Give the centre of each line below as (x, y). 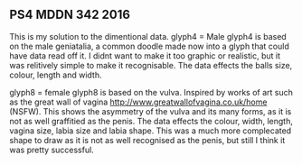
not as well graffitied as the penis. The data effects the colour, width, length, (151, 121)
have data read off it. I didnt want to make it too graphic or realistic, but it (145, 55)
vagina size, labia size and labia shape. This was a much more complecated (151, 131)
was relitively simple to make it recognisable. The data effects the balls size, (151, 65)
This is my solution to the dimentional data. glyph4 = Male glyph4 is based (148, 36)
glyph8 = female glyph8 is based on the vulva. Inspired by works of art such (151, 92)
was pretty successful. (52, 150)
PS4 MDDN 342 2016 (70, 15)
